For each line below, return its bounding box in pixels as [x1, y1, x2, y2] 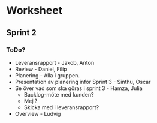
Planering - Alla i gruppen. [14, 71, 80, 79]
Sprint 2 [6, 28, 37, 38]
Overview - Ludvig [14, 110, 61, 117]
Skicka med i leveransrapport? [23, 103, 99, 111]
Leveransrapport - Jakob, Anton [14, 59, 95, 66]
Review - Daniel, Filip [14, 65, 67, 73]
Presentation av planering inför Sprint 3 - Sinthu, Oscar [14, 78, 151, 85]
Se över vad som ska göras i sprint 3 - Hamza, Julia [14, 85, 143, 92]
